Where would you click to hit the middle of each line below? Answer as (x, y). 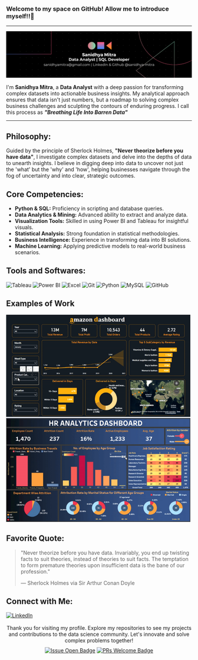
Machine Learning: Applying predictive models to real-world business (100, 246)
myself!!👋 (20, 16)
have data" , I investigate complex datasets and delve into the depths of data (99, 157)
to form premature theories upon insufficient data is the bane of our (103, 565)
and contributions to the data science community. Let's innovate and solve (99, 634)
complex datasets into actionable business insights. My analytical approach (98, 94)
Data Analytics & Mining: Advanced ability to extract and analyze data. (101, 215)
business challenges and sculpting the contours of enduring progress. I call (98, 106)
